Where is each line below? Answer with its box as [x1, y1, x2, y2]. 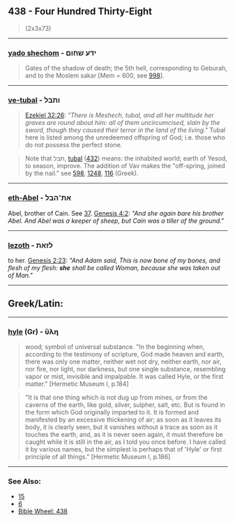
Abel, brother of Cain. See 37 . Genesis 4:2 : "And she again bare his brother [8, 209, 224, 217]
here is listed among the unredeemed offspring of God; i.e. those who [24, 133, 226, 142]
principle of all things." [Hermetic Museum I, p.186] [24, 453, 171, 461]
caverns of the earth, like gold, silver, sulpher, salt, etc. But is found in [24, 401, 225, 409]
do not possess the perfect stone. [24, 141, 123, 149]
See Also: [8, 477, 41, 486]
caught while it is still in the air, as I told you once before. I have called [24, 438, 226, 446]
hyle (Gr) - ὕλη [8, 327, 59, 336]
